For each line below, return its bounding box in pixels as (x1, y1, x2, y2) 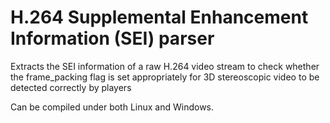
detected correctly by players (10, 81, 132, 93)
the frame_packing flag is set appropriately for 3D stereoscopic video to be (10, 71, 320, 83)
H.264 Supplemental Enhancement (10, 6, 309, 29)
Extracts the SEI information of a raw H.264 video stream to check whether (10, 60, 320, 72)
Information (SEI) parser (10, 27, 215, 50)
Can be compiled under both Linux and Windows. (10, 101, 215, 113)
